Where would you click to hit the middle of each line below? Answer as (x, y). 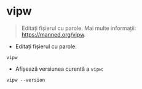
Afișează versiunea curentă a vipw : (59, 69)
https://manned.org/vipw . (53, 34)
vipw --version (26, 80)
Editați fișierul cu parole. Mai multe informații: (79, 28)
